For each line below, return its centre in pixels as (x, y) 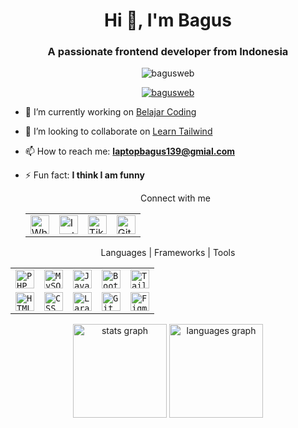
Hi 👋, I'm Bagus (168, 20)
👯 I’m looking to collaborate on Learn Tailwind (118, 131)
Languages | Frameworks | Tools (168, 253)
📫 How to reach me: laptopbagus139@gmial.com (129, 151)
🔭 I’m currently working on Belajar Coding (110, 112)
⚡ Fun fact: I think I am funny (84, 175)
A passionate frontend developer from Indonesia (168, 52)
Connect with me (175, 198)
